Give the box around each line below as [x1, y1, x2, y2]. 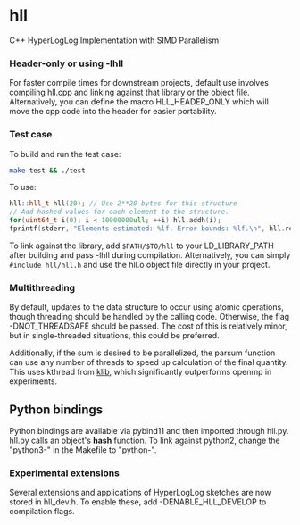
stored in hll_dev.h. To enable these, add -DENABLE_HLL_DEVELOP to [9, 496, 267, 507]
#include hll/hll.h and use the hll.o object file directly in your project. [9, 259, 271, 270]
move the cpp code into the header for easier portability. [9, 106, 217, 117]
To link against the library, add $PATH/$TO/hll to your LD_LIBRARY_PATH [9, 240, 274, 251]
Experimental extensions [9, 466, 121, 479]
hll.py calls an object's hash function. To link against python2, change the [9, 435, 281, 446]
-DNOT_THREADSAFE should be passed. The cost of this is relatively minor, [9, 321, 287, 331]
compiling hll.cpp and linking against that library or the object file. [9, 87, 250, 98]
